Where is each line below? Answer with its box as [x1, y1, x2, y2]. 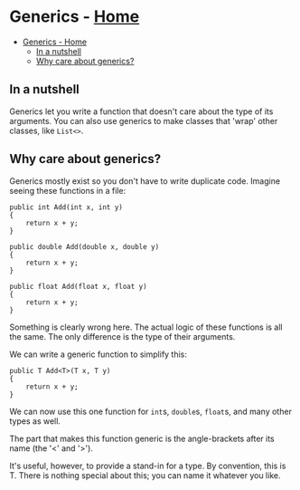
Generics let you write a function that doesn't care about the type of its [9, 106, 274, 117]
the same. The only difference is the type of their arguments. [9, 331, 236, 341]
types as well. [9, 415, 61, 427]
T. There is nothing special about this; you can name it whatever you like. [9, 469, 281, 481]
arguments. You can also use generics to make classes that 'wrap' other [9, 115, 278, 126]
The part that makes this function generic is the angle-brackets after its [9, 433, 275, 444]
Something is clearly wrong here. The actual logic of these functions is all [9, 322, 283, 332]
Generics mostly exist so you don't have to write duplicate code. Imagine [9, 175, 281, 187]
